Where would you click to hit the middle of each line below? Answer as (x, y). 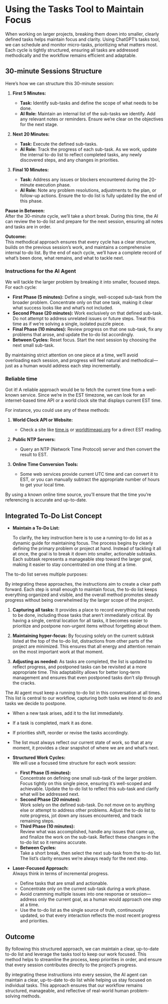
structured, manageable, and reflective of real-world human (67, 990)
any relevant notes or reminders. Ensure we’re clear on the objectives (92, 119)
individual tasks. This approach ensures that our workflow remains (74, 985)
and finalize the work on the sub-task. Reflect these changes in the (89, 837)
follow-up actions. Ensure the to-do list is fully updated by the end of (91, 196)
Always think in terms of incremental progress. (61, 873)
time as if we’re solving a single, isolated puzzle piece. (69, 324)
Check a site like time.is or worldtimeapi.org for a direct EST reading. (91, 430)
